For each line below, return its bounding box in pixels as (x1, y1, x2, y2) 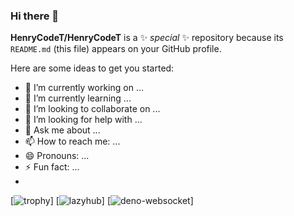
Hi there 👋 (10, 9, 60, 23)
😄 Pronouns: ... (24, 150, 90, 162)
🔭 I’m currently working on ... (24, 82, 144, 94)
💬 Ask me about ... (24, 124, 101, 136)
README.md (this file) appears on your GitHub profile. (10, 43, 222, 55)
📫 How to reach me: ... (24, 135, 121, 148)
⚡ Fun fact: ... (24, 161, 80, 173)
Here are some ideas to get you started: (10, 62, 175, 74)
